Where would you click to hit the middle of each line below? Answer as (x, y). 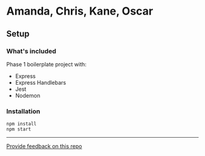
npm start (19, 129)
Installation (23, 111)
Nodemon (28, 95)
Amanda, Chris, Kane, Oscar (80, 11)
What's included (31, 51)
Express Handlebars (41, 82)
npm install (21, 124)
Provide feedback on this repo (44, 146)
